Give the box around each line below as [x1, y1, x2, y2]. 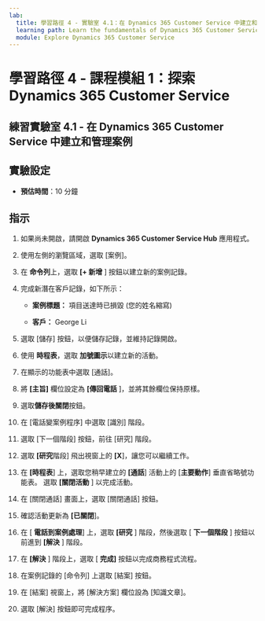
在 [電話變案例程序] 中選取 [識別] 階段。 [20, 417, 149, 427]
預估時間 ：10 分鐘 [20, 186, 79, 196]
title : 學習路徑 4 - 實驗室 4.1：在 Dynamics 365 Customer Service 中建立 [16, 19, 252, 27]
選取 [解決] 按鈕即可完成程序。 [20, 604, 120, 614]
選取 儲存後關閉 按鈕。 [20, 401, 90, 410]
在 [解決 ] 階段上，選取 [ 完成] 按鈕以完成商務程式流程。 [20, 554, 201, 564]
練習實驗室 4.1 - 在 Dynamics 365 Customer [9, 119, 224, 134]
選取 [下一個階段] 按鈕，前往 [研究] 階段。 [20, 434, 156, 444]
